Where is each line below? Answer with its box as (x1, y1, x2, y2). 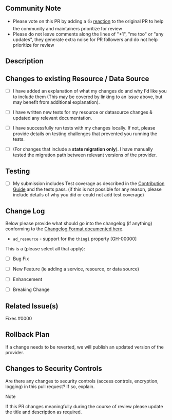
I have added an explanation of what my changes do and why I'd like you (12, 88, 167, 94)
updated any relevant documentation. (12, 115, 92, 121)
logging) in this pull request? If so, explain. (5, 383, 95, 390)
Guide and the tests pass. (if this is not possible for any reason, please (12, 186, 162, 192)
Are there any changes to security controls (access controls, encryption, (5, 378, 159, 384)
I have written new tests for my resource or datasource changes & (12, 109, 152, 115)
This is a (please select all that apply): (5, 245, 86, 251)
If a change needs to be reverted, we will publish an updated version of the (5, 344, 164, 350)
